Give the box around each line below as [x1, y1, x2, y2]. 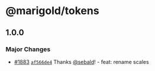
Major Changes [5, 45, 51, 53]
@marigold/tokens [5, 4, 99, 18]
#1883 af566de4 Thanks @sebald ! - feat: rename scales [14, 58, 149, 65]
